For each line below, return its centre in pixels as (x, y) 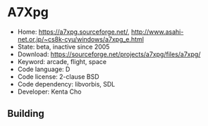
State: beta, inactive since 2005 (63, 46)
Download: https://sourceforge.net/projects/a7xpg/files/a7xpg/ (109, 54)
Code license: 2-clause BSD (59, 76)
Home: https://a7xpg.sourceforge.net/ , (73, 32)
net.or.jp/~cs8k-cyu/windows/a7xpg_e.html (81, 39)
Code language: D (44, 69)
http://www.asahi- (157, 32)
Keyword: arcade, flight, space (62, 61)
